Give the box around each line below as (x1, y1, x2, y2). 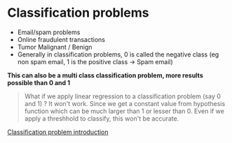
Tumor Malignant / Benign (17, 43, 93, 51)
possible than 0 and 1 (7, 78, 70, 86)
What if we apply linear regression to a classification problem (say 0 (24, 92, 221, 100)
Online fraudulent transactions (17, 35, 105, 43)
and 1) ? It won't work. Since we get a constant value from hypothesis (24, 99, 226, 107)
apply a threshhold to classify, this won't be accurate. (24, 114, 179, 123)
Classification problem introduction (7, 128, 109, 136)
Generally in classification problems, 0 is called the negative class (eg (17, 50, 219, 59)
